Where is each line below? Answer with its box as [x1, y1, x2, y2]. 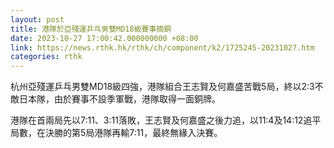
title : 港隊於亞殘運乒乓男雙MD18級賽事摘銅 [10, 24, 172, 34]
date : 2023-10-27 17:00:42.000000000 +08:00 [10, 33, 199, 43]
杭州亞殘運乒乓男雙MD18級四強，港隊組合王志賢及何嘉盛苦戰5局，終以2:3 [10, 81, 315, 93]
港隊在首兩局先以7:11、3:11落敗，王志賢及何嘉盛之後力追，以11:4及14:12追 [10, 114, 313, 126]
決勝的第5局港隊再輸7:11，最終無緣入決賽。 [44, 127, 223, 139]
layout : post [10, 14, 65, 25]
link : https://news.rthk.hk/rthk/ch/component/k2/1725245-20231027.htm [10, 42, 315, 53]
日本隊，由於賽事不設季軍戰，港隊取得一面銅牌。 [18, 93, 221, 105]
